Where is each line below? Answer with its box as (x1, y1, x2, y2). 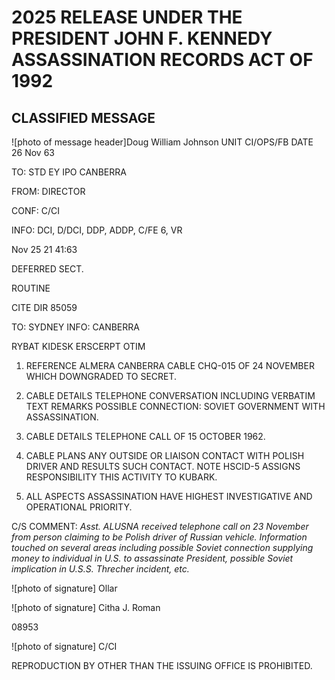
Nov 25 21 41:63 (11, 244, 78, 255)
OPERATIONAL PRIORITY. (25, 501, 133, 513)
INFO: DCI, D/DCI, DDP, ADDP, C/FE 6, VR (11, 224, 183, 236)
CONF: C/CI (11, 205, 60, 216)
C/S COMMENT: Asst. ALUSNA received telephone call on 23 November (11, 521, 309, 532)
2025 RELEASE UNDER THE (11, 6, 243, 29)
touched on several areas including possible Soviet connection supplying (11, 542, 314, 553)
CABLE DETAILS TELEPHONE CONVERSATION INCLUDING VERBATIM (25, 390, 316, 401)
